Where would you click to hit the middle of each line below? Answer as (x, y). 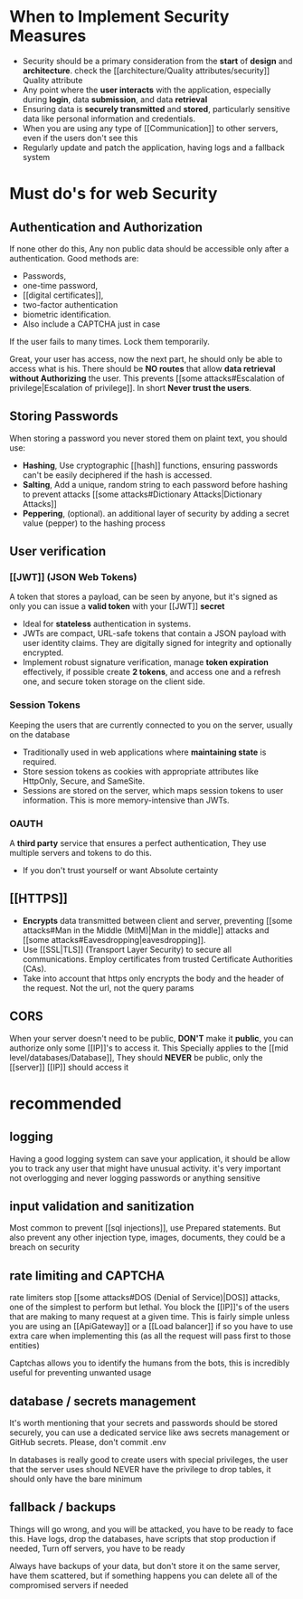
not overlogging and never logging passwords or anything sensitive (135, 1177)
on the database (40, 734)
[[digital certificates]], (63, 295)
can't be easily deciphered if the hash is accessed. (117, 475)
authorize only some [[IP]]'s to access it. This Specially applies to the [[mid (149, 1048)
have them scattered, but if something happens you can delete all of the (143, 1575)
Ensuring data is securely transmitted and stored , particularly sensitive (156, 109)
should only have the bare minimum (76, 1479)
